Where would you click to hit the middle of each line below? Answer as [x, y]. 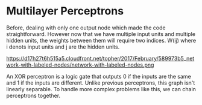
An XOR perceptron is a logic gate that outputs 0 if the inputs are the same [99, 76]
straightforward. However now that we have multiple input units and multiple [101, 34]
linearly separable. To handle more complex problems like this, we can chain [101, 89]
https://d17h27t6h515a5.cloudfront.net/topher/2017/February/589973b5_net [100, 58]
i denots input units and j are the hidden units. [63, 47]
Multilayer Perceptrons [65, 11]
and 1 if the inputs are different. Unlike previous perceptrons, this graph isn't [101, 83]
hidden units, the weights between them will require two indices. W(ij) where [101, 40]
